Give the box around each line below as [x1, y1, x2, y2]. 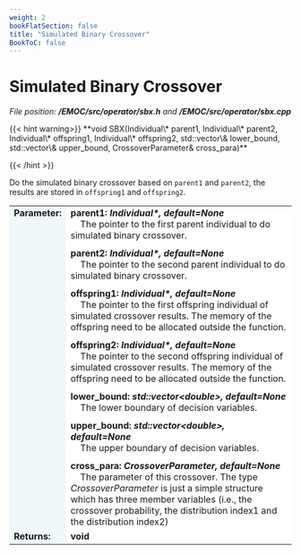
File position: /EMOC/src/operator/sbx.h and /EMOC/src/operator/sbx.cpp [9, 107, 292, 117]
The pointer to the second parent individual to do [80, 258, 286, 270]
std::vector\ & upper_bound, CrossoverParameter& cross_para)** [9, 142, 248, 153]
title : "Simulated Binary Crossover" [9, 30, 150, 38]
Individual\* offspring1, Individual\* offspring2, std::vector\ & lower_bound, [9, 133, 280, 144]
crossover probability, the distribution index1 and [70, 504, 278, 516]
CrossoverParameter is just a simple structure [70, 482, 263, 494]
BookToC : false [9, 38, 66, 47]
